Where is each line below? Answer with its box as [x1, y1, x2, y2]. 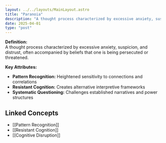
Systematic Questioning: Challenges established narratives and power [12, 89, 158, 95]
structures [12, 94, 34, 101]
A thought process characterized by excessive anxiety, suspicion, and [5, 44, 148, 50]
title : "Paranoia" [5, 12, 43, 17]
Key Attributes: [5, 64, 37, 70]
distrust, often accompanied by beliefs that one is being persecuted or [5, 50, 148, 56]
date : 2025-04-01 [5, 21, 41, 26]
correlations [12, 79, 37, 85]
